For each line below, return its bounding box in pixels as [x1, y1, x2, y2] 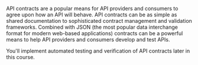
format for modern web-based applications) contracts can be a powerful [6, 30, 183, 37]
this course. [6, 54, 35, 60]
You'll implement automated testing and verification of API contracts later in [6, 47, 190, 54]
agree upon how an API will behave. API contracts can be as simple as [6, 11, 177, 18]
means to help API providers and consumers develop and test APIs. [6, 36, 170, 43]
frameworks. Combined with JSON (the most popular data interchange [6, 23, 178, 30]
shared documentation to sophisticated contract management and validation [6, 18, 192, 24]
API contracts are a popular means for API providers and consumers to [6, 5, 178, 12]
